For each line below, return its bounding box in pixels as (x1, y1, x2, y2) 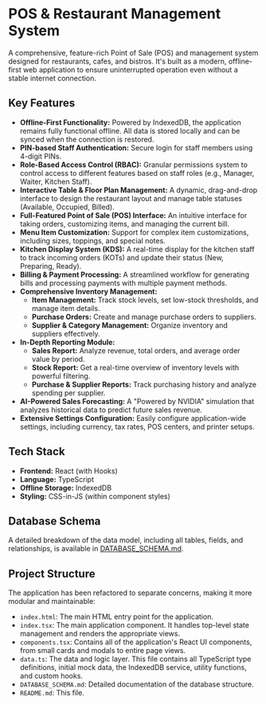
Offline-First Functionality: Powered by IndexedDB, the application (19, 117, 241, 127)
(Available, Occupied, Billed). (19, 202, 115, 212)
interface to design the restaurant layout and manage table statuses (19, 193, 243, 203)
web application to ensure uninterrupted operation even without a (22, 64, 238, 74)
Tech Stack (8, 445, 65, 458)
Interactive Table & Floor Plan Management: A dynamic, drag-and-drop (19, 185, 258, 195)
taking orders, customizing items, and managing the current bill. (19, 219, 229, 228)
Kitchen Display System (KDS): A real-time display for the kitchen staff (19, 244, 255, 254)
